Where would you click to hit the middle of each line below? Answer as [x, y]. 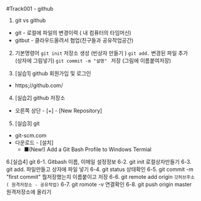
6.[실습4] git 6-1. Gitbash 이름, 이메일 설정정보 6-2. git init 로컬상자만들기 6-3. [99, 162]
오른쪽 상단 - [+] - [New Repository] [58, 110]
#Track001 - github [30, 9]
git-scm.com [31, 135]
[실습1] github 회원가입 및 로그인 [53, 73]
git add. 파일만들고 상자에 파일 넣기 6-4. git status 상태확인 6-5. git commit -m [100, 169]
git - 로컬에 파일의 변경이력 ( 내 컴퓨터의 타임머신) [73, 33]
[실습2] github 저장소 [40, 98]
